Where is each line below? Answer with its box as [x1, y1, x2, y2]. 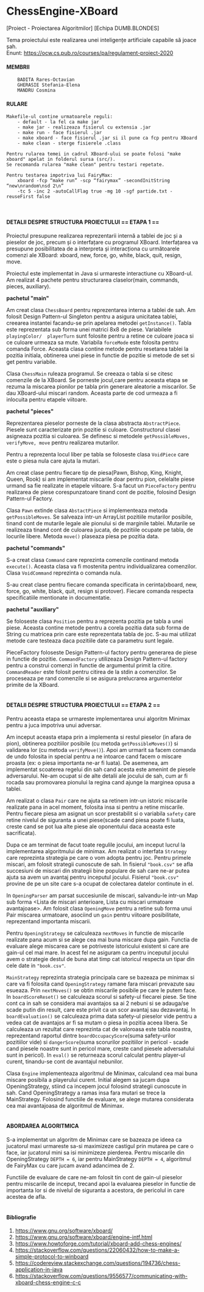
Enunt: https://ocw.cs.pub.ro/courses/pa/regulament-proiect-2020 [6, 49, 174, 56]
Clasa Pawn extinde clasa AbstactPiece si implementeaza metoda [6, 506, 168, 514]
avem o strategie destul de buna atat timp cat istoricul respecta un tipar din [6, 955, 195, 962]
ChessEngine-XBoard [6, 4, 119, 18]
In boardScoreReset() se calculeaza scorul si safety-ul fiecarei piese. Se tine [6, 993, 197, 1000]
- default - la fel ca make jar [17, 119, 99, 126]
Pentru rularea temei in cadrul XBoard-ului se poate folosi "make [6, 151, 181, 157]
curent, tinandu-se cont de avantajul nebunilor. [6, 1057, 124, 1065]
